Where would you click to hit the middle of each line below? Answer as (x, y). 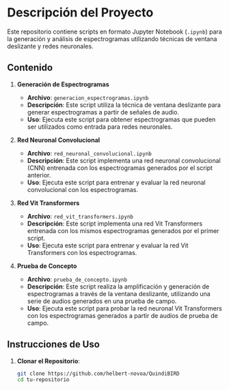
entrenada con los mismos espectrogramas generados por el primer (123, 230)
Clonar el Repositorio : (49, 361)
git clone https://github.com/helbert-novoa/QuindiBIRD (98, 374)
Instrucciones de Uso (54, 344)
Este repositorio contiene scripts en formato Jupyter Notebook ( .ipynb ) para (114, 32)
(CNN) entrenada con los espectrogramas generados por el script (120, 168)
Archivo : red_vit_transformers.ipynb (80, 216)
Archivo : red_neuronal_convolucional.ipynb (89, 153)
